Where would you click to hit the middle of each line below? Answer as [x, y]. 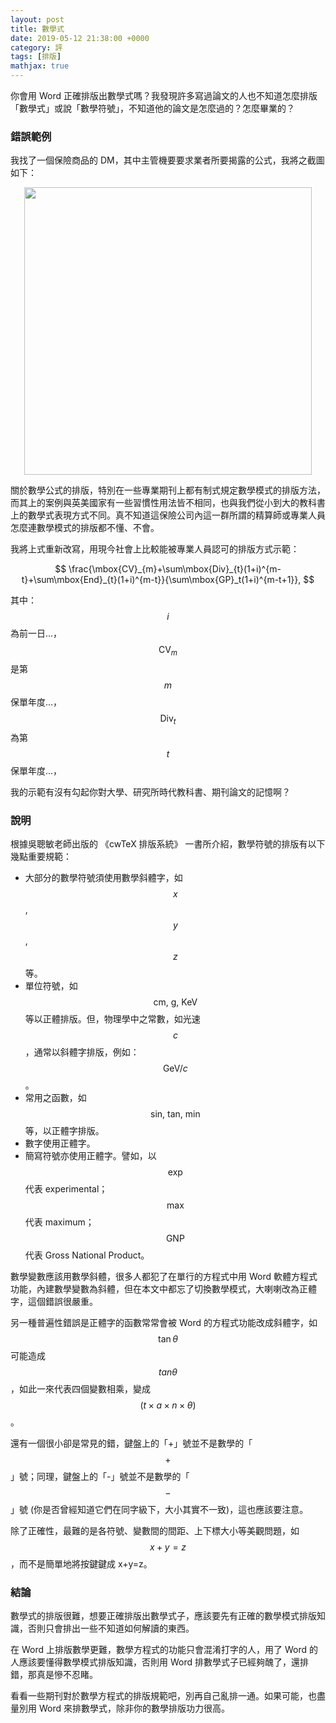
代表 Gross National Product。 [87, 1255]
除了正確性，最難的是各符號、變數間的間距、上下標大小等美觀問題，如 [155, 1531]
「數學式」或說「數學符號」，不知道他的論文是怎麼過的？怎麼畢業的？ [152, 108]
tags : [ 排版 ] [36, 57]
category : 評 [36, 47]
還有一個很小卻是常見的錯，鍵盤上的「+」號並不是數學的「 [131, 1443]
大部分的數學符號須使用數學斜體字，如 [103, 878]
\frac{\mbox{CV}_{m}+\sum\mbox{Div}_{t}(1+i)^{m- [175, 569]
